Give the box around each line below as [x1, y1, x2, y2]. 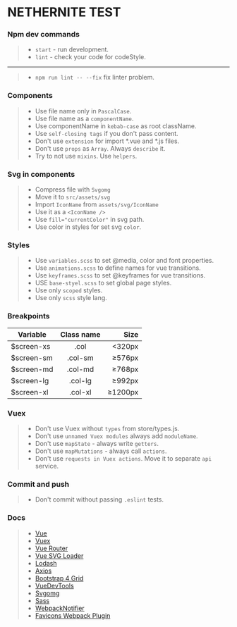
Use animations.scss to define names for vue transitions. [35, 263, 201, 272]
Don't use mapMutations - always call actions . [35, 447, 167, 455]
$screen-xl [11, 387, 49, 397]
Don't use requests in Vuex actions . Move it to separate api [35, 454, 212, 462]
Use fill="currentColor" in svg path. [35, 216, 145, 224]
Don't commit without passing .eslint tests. [35, 495, 164, 504]
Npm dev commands [7, 30, 80, 39]
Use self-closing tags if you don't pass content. [35, 129, 178, 137]
